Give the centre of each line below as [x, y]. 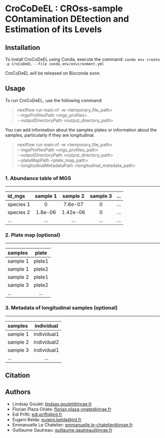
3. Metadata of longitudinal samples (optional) [61, 308]
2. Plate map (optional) [33, 235]
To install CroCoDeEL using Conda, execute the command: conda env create [82, 59]
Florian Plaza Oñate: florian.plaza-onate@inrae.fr [62, 409]
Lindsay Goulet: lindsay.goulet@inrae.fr [52, 404]
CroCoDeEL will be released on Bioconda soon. [53, 73]
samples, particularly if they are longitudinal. [50, 135]
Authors [18, 392]
